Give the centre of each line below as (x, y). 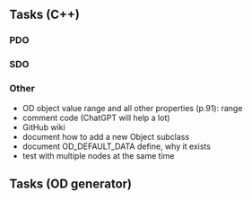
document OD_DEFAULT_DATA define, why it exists (116, 146)
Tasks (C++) (45, 15)
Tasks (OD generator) (71, 183)
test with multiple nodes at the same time (98, 155)
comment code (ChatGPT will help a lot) (96, 117)
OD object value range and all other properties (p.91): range (132, 108)
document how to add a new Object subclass (106, 136)
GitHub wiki (43, 127)
